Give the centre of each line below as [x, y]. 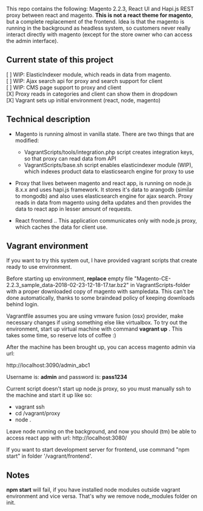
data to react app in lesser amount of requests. [73, 209]
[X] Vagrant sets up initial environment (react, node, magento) [83, 100]
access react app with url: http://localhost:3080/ [67, 438]
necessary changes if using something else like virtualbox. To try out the [97, 323]
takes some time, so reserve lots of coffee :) [61, 335]
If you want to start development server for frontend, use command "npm [98, 450]
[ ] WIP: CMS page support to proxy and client [64, 87]
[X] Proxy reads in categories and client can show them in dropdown [92, 94]
